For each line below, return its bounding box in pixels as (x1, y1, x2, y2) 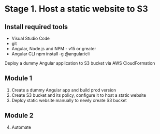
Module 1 (4, 74, 32, 83)
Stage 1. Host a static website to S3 (4, 3, 148, 15)
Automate (11, 124, 31, 130)
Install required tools (4, 23, 68, 31)
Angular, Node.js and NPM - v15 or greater (11, 46, 96, 51)
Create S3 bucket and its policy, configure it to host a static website (11, 92, 146, 98)
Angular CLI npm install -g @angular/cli (11, 51, 90, 57)
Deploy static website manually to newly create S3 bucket (11, 97, 127, 103)
